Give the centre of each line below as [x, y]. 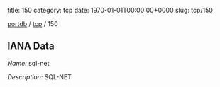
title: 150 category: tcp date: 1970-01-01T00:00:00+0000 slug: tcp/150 [110, 10]
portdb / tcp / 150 [33, 24]
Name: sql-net [28, 63]
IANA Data [31, 46]
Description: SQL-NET [40, 76]
